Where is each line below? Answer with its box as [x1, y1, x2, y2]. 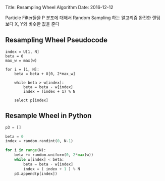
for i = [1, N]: [5, 67, 39, 72]
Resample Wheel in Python [5, 111, 92, 120]
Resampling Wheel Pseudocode [5, 36, 107, 44]
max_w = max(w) [5, 58, 37, 63]
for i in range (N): [5, 148, 46, 153]
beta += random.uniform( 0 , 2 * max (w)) [14, 152, 94, 158]
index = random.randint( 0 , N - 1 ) [5, 139, 73, 144]
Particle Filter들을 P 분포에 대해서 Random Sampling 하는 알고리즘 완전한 [5, 15, 151, 21]
